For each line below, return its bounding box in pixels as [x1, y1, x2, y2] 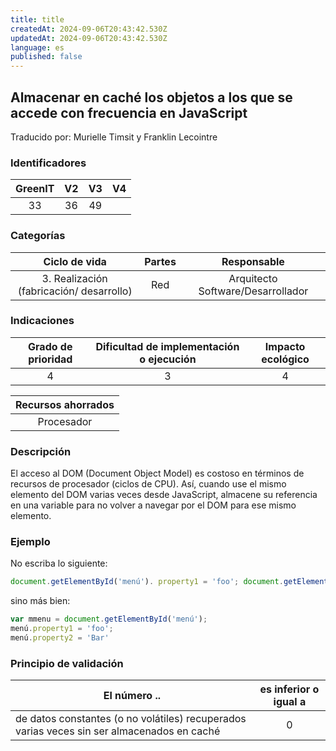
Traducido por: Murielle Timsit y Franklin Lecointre [10, 131, 218, 143]
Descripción [10, 444, 72, 458]
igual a [273, 695, 307, 709]
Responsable [221, 254, 285, 268]
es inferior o [259, 682, 320, 696]
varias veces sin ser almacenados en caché [15, 724, 221, 738]
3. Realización [41, 271, 108, 285]
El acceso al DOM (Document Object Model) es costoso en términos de [10, 467, 305, 480]
